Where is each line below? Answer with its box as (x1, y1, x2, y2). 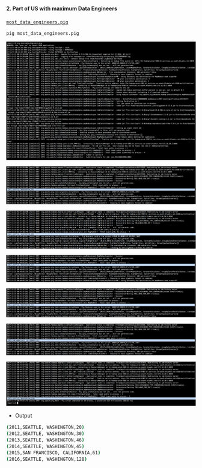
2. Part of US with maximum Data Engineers (6, 5, 117, 12)
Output (14, 412, 32, 419)
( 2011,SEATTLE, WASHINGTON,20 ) (6, 424, 85, 431)
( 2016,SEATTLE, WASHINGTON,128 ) (6, 456, 87, 462)
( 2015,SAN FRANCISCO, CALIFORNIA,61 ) (6, 449, 101, 456)
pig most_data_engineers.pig (6, 31, 79, 37)
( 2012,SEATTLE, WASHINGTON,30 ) (6, 431, 85, 437)
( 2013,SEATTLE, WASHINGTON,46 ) (6, 437, 85, 443)
